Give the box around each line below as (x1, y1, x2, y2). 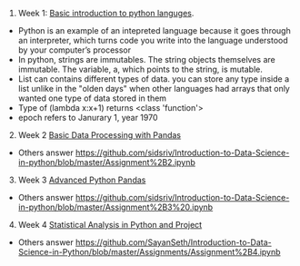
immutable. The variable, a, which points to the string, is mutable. (17, 64, 264, 74)
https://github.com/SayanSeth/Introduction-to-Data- (75, 237, 272, 248)
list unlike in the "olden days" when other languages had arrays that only (17, 84, 291, 94)
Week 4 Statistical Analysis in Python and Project (17, 220, 203, 230)
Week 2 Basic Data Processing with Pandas (17, 130, 182, 140)
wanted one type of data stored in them (17, 93, 166, 103)
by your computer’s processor (17, 44, 132, 55)
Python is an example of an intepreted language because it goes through (17, 25, 291, 35)
